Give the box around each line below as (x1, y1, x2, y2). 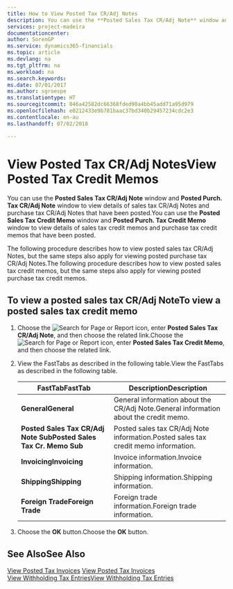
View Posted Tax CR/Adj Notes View (7, 156, 217, 172)
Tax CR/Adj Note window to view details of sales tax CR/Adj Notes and (7, 201, 209, 210)
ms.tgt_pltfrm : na (7, 62, 60, 69)
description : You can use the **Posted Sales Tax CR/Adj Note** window (7, 17, 218, 24)
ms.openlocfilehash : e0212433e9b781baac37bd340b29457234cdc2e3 (7, 107, 194, 114)
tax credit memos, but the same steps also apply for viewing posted (7, 267, 201, 275)
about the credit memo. (113, 412, 190, 422)
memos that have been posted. (7, 231, 96, 239)
